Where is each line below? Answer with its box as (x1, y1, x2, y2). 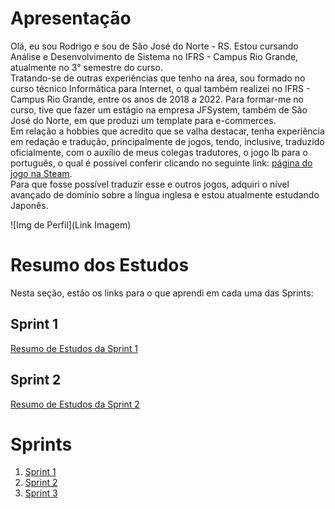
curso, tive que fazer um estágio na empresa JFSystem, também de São (10, 103, 308, 116)
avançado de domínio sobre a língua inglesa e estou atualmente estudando (10, 188, 320, 201)
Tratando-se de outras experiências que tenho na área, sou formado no (10, 72, 306, 84)
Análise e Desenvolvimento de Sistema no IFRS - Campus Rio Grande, (10, 50, 299, 62)
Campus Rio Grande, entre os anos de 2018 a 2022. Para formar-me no (10, 93, 304, 105)
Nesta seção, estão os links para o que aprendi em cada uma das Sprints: (10, 287, 314, 299)
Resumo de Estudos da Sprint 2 (10, 398, 140, 410)
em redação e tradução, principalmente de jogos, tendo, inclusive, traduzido (10, 135, 325, 147)
